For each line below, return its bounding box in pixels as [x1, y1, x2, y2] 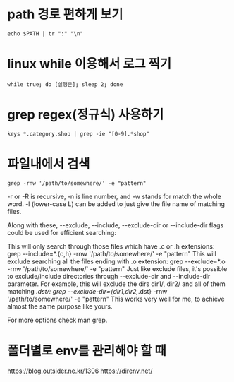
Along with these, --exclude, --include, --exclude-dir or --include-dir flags [7, 220, 224, 229]
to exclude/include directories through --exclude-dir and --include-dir [7, 272, 211, 280]
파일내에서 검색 [7, 156, 90, 172]
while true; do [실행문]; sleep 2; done [7, 80, 123, 88]
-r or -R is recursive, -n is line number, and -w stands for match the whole [7, 192, 222, 201]
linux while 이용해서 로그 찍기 [7, 56, 171, 72]
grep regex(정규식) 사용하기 [7, 107, 164, 123]
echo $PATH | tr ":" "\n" [7, 30, 83, 37]
